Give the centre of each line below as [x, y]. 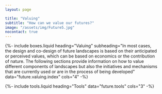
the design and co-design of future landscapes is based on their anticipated [81, 51]
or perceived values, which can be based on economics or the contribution [80, 56]
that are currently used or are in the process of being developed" [70, 72]
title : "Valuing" [23, 18]
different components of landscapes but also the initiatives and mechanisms [81, 67]
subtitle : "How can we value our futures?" [50, 23]
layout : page [18, 9]
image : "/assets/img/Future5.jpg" [40, 27]
